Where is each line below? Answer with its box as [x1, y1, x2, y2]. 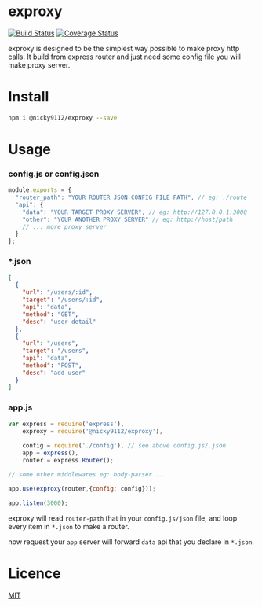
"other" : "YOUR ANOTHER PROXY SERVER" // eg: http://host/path [22, 215, 234, 223]
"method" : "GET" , [22, 310, 79, 318]
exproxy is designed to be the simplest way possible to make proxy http [8, 43, 240, 53]
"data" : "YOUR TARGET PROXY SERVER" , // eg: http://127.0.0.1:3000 [22, 208, 247, 216]
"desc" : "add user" [22, 369, 86, 377]
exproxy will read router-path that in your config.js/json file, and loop [8, 513, 238, 523]
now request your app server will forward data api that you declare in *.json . [8, 537, 255, 546]
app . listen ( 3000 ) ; [8, 498, 68, 507]
